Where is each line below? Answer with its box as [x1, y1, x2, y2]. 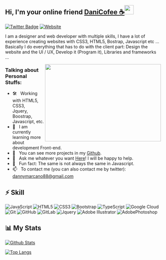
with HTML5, [12, 97, 39, 104]
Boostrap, [12, 113, 33, 119]
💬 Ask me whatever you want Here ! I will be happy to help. [12, 155, 133, 161]
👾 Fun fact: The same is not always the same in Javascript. [12, 161, 134, 167]
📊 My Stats [5, 224, 41, 232]
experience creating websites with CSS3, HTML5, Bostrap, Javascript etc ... [5, 38, 160, 44]
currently [12, 129, 31, 135]
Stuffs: [5, 79, 22, 86]
